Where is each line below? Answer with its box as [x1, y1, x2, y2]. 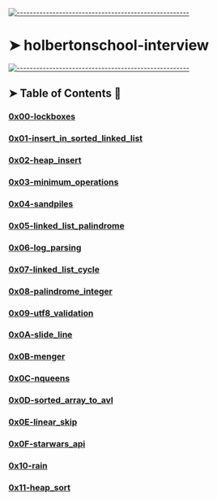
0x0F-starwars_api [8, 438, 86, 450]
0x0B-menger [8, 351, 66, 362]
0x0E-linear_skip [8, 416, 78, 428]
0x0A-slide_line [8, 329, 73, 341]
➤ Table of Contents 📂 [8, 86, 121, 101]
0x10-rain [8, 460, 48, 471]
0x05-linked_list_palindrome [8, 220, 125, 231]
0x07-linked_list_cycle [8, 264, 100, 275]
